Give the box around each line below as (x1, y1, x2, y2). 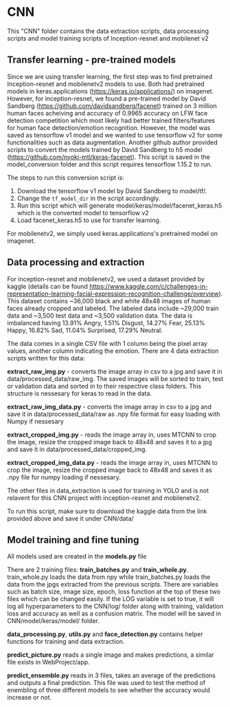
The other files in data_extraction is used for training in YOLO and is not (7, 486, 209, 494)
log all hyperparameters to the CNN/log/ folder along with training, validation (7, 602, 224, 611)
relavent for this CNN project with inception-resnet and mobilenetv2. (7, 493, 201, 502)
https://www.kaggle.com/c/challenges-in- (89, 282, 208, 290)
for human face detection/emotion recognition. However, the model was (7, 123, 211, 131)
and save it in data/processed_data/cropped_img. (7, 445, 148, 453)
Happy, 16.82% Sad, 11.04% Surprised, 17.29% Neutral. (7, 326, 163, 334)
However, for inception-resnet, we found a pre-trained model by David (7, 94, 207, 102)
